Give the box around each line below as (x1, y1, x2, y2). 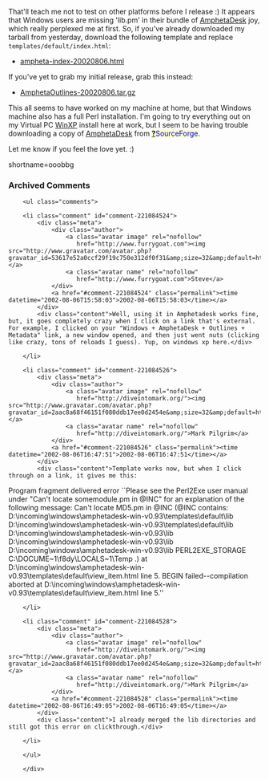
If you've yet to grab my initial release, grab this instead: (8, 72, 194, 81)
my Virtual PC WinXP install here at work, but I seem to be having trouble (8, 120, 249, 129)
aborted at (8, 579, 42, 589)
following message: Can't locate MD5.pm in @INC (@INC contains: (8, 503, 229, 513)
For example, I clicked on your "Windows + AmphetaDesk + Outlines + (8, 324, 246, 332)
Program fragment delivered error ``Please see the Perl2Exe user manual (8, 485, 248, 496)
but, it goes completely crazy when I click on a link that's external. (8, 317, 256, 326)
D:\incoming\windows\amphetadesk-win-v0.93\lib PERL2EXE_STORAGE (8, 546, 247, 555)
